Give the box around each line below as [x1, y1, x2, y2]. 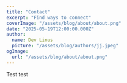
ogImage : [6, 48, 29, 55]
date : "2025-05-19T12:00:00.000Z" [6, 25, 95, 32]
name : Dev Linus [12, 37, 53, 43]
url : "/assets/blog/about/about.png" [12, 54, 108, 60]
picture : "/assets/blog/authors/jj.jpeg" [12, 43, 119, 49]
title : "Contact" [6, 8, 51, 15]
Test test [6, 70, 29, 78]
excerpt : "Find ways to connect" [6, 15, 92, 21]
